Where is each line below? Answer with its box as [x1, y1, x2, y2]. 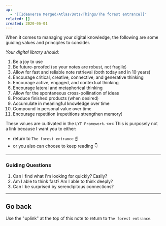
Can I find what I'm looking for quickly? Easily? [12, 173, 107, 179]
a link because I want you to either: [5, 126, 77, 132]
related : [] [5, 16, 30, 21]
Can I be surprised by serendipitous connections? [12, 183, 114, 190]
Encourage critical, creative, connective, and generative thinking [12, 74, 144, 80]
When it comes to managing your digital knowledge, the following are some [5, 34, 159, 40]
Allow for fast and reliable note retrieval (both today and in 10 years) [12, 69, 151, 75]
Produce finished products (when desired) [12, 96, 99, 101]
